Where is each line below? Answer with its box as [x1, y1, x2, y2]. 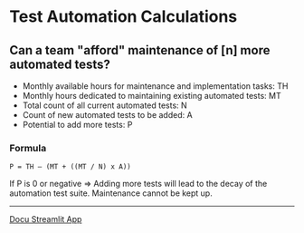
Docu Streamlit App [9, 214, 82, 225]
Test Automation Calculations [9, 6, 238, 27]
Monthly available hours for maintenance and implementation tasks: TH [22, 81, 289, 92]
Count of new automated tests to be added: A [22, 110, 193, 120]
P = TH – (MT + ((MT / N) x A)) [9, 162, 131, 171]
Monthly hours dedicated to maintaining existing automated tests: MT [22, 91, 282, 101]
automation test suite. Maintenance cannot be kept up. [9, 188, 213, 199]
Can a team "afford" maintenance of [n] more [9, 43, 271, 58]
